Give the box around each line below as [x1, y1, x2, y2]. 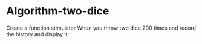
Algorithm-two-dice [6, 4, 109, 18]
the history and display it [6, 30, 68, 37]
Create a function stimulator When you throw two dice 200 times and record [6, 24, 197, 31]
